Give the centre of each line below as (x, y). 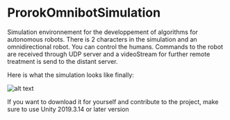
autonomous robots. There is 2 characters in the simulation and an (102, 39)
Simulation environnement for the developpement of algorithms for (102, 32)
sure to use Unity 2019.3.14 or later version (68, 109)
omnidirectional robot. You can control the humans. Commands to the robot (115, 46)
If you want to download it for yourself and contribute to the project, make (113, 101)
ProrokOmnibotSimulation (84, 13)
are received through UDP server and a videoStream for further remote (109, 54)
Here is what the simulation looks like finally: (71, 75)
